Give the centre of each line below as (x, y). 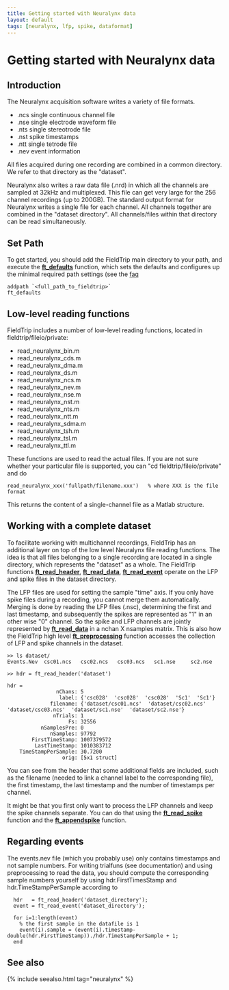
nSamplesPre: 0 (62, 728)
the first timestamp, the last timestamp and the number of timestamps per (111, 784)
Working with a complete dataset (79, 526)
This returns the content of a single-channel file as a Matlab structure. (106, 505)
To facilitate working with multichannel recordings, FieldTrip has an (102, 543)
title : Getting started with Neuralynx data (71, 13)
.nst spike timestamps (48, 137)
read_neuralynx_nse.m (49, 394)
